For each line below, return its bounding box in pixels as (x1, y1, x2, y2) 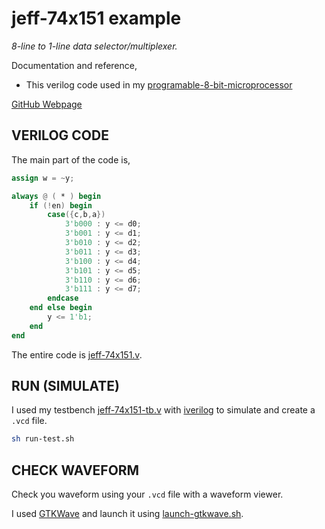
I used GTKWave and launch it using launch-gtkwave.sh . (11, 508, 244, 520)
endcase (47, 293, 79, 304)
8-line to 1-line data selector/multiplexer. (11, 40, 178, 52)
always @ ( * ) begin (11, 191, 102, 201)
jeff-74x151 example (11, 7, 182, 30)
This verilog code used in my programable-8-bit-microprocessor (25, 78, 293, 91)
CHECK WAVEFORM (11, 462, 140, 479)
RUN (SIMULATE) (11, 378, 121, 395)
